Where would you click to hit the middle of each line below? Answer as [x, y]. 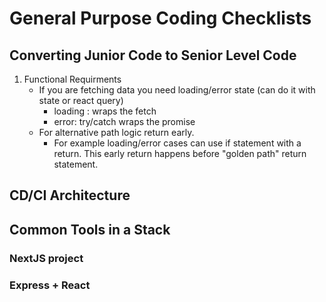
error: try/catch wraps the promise [124, 121]
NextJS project [46, 258]
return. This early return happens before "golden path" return [180, 153]
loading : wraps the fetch [105, 111]
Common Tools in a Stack [90, 229]
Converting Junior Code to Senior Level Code [153, 55]
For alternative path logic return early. [116, 132]
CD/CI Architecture [70, 195]
